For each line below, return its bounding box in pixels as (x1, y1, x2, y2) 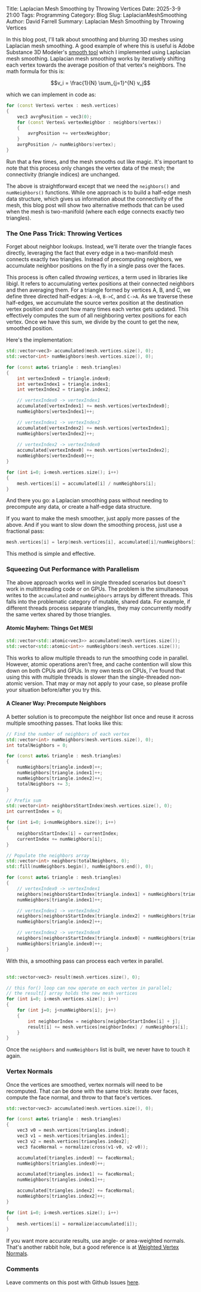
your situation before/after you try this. (6, 686, 102, 693)
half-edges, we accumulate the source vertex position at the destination (6, 299, 184, 307)
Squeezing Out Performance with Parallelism (6, 565, 139, 574)
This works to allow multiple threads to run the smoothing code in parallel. (6, 654, 188, 661)
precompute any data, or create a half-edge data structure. (6, 503, 152, 511)
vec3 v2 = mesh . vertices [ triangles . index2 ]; (17, 1138, 130, 1144)
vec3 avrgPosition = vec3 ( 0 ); (17, 113, 93, 119)
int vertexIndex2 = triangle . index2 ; (17, 386, 111, 392)
